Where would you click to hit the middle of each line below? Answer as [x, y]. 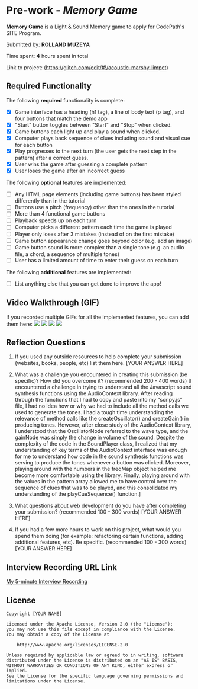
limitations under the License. [46, 681]
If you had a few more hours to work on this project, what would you [98, 530]
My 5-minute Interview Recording [47, 582]
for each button [34, 145]
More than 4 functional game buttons [60, 214]
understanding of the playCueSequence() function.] [78, 494]
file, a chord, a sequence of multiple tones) [67, 254]
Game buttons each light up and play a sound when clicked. [87, 132]
